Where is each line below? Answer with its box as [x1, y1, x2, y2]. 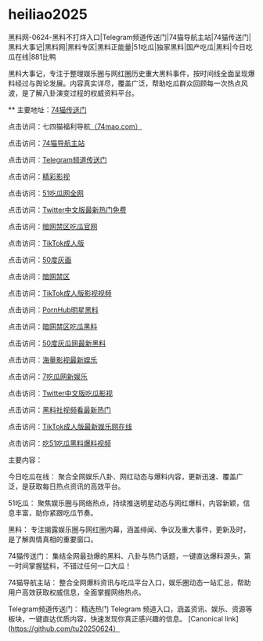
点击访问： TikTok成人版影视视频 [8, 288, 112, 297]
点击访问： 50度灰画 [8, 255, 72, 264]
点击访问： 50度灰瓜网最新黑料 [8, 338, 106, 348]
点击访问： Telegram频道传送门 [8, 155, 107, 164]
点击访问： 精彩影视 [8, 171, 70, 181]
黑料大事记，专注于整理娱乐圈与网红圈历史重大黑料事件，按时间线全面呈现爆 [8, 68, 255, 78]
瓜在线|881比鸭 [8, 52, 56, 61]
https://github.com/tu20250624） [10, 624, 121, 633]
